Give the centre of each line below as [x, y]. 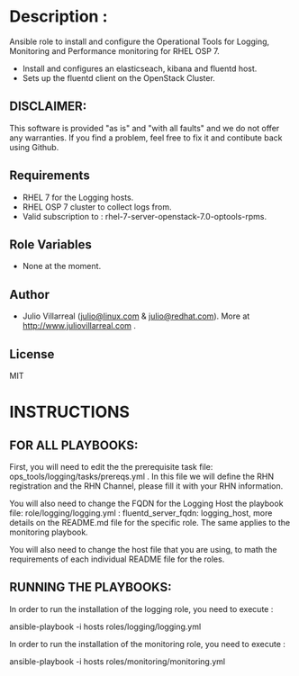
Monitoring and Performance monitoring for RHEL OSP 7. [115, 50]
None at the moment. [62, 266]
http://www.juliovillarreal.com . [79, 326]
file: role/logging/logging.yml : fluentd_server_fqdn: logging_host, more [141, 513]
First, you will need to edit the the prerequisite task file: [111, 467]
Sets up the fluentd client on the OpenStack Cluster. [119, 77]
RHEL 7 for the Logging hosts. [78, 197]
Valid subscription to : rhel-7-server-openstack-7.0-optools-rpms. [145, 216]
